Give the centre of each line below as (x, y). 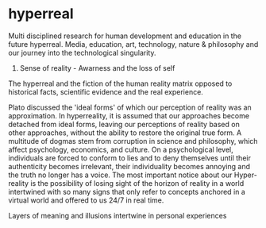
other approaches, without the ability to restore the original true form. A (125, 133)
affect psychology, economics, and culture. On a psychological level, (121, 149)
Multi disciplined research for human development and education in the (125, 36)
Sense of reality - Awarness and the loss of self (97, 68)
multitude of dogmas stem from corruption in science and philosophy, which (133, 141)
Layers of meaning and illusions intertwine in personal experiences (118, 215)
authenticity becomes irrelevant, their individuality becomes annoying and (129, 166)
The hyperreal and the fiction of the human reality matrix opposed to (120, 83)
